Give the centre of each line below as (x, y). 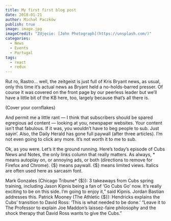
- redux (18, 67)
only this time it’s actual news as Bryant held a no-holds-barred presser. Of (84, 87)
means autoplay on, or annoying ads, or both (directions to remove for (79, 160)
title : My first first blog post (41, 10)
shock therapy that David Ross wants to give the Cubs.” (64, 213)
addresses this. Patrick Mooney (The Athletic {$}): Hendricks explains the (83, 197)
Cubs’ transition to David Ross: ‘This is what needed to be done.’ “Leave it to (86, 203)
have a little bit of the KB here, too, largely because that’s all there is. (77, 98)
